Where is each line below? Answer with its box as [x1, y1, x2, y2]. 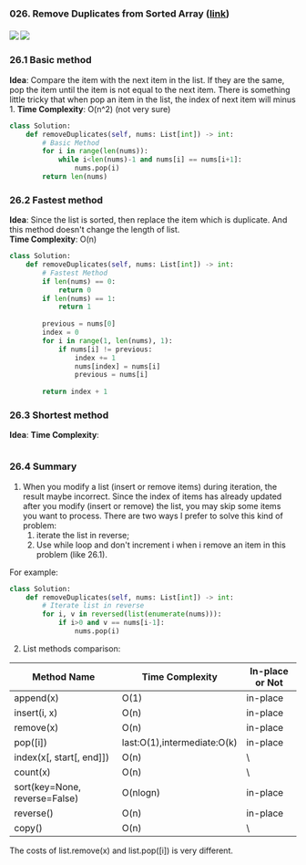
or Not [254, 676, 284, 689]
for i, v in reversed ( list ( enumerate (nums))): [42, 610, 222, 619]
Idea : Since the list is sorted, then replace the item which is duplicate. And [9, 214, 288, 225]
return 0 [57, 286, 92, 295]
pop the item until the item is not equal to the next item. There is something [9, 84, 291, 95]
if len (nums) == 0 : [42, 276, 117, 286]
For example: [9, 567, 59, 578]
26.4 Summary [9, 460, 77, 473]
